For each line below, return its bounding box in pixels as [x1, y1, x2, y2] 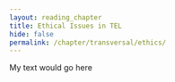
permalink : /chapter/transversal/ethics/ [9, 37, 167, 47]
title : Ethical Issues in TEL [9, 21, 123, 30]
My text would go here [9, 62, 92, 73]
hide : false [9, 29, 54, 38]
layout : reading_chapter [9, 12, 102, 22]
